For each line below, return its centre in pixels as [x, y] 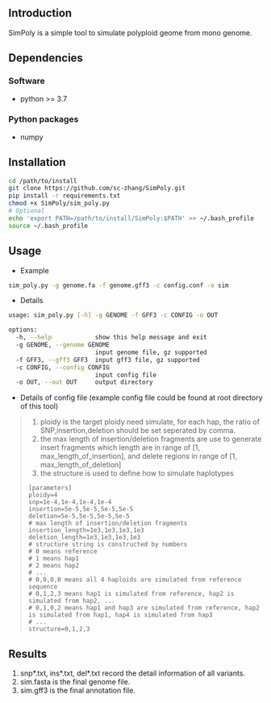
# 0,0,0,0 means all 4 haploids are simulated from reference [135, 580]
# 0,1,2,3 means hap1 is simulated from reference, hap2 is [131, 594]
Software [27, 81]
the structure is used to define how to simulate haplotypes [137, 473]
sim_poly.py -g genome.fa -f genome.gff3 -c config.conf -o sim [119, 285]
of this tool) [39, 406]
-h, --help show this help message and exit [111, 338]
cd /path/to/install [43, 181]
